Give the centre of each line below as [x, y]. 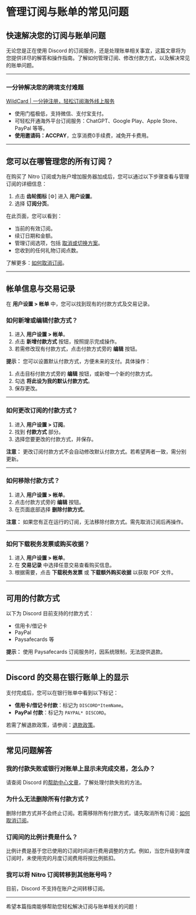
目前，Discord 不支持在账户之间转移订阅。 [57, 889]
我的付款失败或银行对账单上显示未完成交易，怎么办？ [81, 769]
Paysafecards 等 [34, 639]
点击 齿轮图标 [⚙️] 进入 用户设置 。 [55, 196]
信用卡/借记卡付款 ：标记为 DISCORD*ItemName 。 [70, 705]
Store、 [171, 121]
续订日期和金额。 [35, 236]
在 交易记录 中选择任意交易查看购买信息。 [64, 565]
